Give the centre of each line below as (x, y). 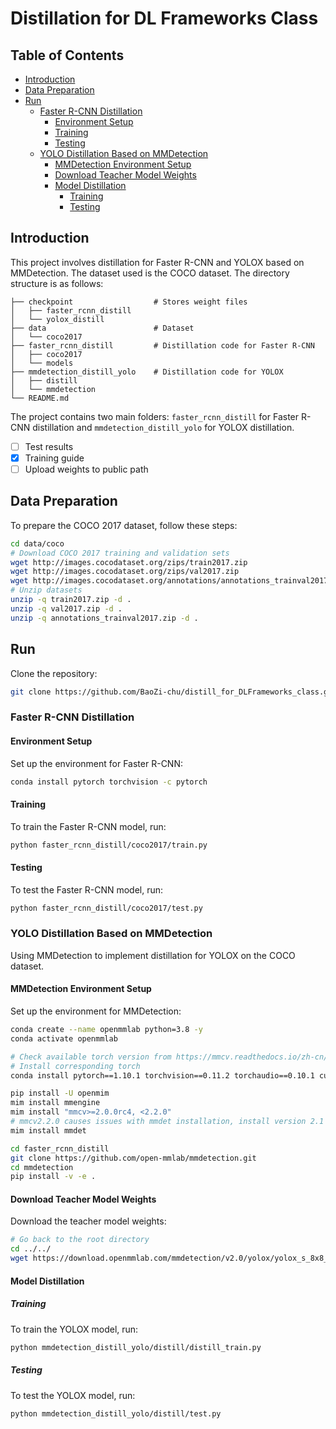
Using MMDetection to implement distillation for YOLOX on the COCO (153, 955)
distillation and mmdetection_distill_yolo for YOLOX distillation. (163, 427)
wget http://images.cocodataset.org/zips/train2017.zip (129, 562)
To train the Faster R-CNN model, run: (88, 826)
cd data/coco (37, 543)
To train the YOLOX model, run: (74, 1329)
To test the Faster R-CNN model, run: (87, 889)
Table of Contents (67, 55)
